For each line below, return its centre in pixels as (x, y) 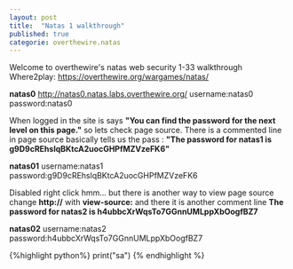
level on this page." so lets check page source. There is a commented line (146, 131)
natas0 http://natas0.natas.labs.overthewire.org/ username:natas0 (131, 94)
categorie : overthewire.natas (65, 42)
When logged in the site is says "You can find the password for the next (143, 121)
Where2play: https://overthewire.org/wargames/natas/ (109, 77)
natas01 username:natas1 (56, 166)
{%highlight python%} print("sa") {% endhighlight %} (107, 256)
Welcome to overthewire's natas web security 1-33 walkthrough (126, 67)
